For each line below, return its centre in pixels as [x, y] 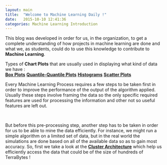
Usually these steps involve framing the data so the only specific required [81, 95]
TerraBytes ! [18, 157]
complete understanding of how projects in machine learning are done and [82, 44]
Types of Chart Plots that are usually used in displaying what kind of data [81, 64]
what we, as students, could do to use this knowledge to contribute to [77, 49]
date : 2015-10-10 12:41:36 [36, 19]
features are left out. [26, 106]
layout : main [19, 10]
